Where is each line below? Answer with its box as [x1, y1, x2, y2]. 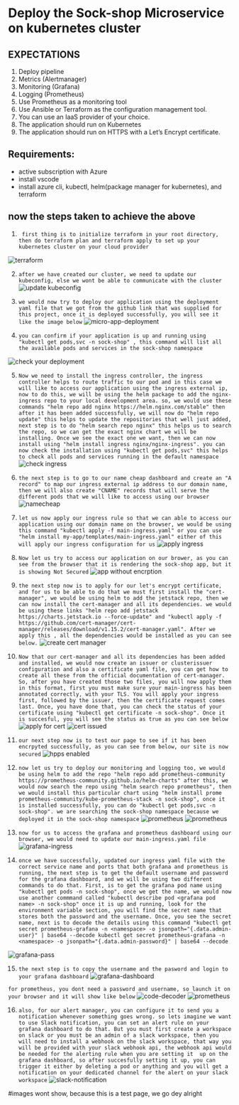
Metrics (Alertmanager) [18, 75, 87, 83]
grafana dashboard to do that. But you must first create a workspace [18, 1025, 232, 1032]
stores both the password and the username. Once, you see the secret [18, 913, 232, 920]
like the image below [18, 318, 82, 325]
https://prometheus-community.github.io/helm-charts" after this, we [18, 777, 229, 784]
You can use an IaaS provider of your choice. [18, 112, 150, 121]
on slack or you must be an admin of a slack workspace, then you [18, 1032, 219, 1039]
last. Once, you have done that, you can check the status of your [18, 703, 222, 710]
